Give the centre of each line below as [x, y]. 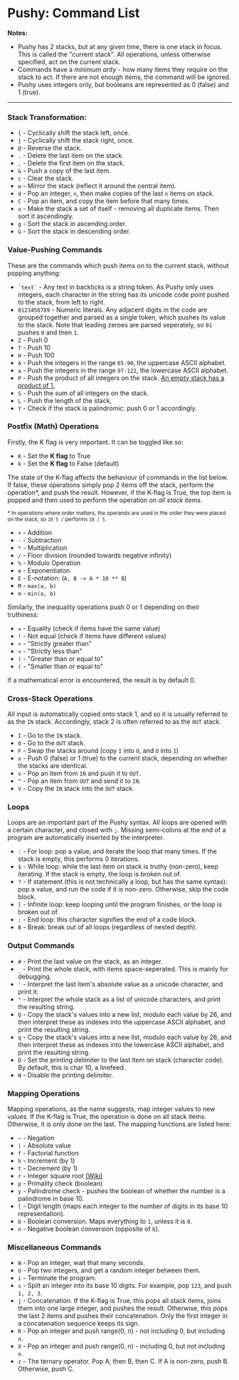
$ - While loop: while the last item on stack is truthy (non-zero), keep [118, 867]
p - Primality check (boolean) [60, 1184]
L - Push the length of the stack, [65, 400]
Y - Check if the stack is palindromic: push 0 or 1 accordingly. [107, 408]
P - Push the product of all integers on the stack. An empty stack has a [121, 378]
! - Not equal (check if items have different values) [92, 635]
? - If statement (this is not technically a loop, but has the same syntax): [122, 881]
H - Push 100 [36, 355]
